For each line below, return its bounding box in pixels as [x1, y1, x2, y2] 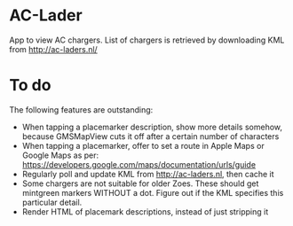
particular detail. [21, 197, 83, 207]
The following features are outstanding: [9, 104, 154, 115]
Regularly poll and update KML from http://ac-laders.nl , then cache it [21, 168, 274, 179]
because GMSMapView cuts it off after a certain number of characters [21, 130, 280, 142]
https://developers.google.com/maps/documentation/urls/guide [21, 159, 256, 169]
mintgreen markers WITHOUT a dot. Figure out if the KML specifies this [21, 187, 284, 198]
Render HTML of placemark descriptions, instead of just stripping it [21, 206, 269, 217]
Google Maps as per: [21, 150, 99, 160]
